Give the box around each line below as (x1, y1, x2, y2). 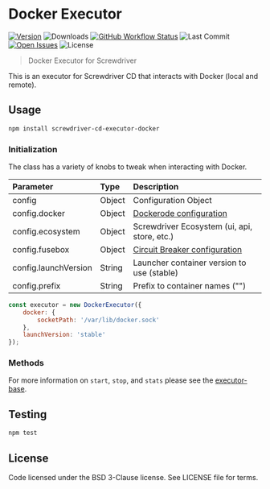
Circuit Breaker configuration (133, 243, 243, 255)
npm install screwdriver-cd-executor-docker (8, 124, 160, 133)
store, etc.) (133, 230, 174, 242)
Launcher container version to (133, 257, 247, 268)
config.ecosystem (12, 226, 80, 237)
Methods (8, 358, 44, 369)
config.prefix (12, 280, 61, 291)
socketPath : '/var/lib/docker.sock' (37, 316, 160, 324)
